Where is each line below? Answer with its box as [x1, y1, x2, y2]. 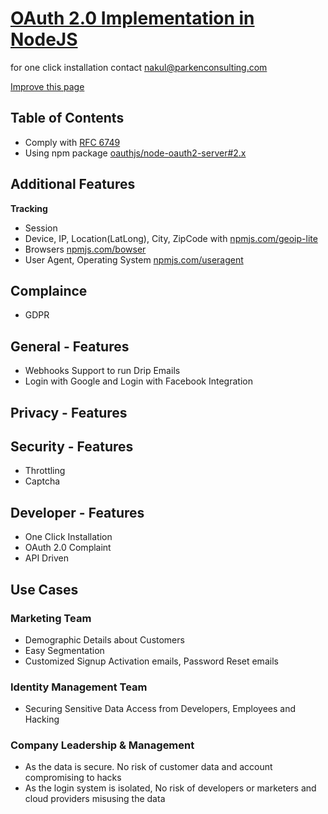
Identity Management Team [10, 680, 148, 694]
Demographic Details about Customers [24, 633, 185, 646]
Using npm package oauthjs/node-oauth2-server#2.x [24, 147, 247, 159]
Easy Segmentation [24, 644, 105, 656]
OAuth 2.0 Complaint [24, 542, 112, 554]
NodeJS [10, 28, 78, 51]
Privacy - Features [10, 404, 128, 421]
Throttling [24, 465, 66, 477]
